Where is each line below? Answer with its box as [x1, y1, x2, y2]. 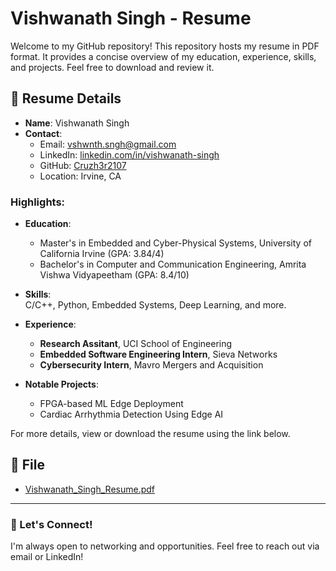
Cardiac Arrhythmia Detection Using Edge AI [39, 408, 224, 421]
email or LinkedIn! [10, 551, 84, 563]
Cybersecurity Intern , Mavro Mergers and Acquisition [39, 359, 264, 371]
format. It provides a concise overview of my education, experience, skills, [10, 50, 317, 62]
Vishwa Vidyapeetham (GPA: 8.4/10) [39, 269, 190, 281]
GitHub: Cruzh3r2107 [39, 159, 127, 171]
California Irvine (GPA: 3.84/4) [39, 248, 165, 260]
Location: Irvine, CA [39, 170, 122, 182]
